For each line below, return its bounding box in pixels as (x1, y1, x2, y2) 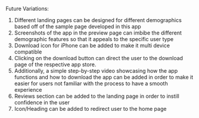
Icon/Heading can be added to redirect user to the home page (14, 105, 167, 112)
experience (14, 86, 42, 93)
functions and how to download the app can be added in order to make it (14, 74, 194, 80)
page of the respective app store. (14, 61, 97, 68)
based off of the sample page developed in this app (14, 23, 141, 30)
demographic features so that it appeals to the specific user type (14, 36, 174, 42)
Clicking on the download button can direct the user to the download (14, 55, 183, 61)
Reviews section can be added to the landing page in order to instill (14, 92, 179, 100)
